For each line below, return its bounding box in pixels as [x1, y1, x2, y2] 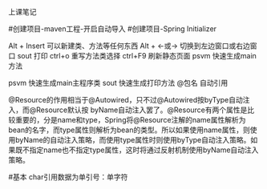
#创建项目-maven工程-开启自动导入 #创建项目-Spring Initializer [8, 24, 217, 34]
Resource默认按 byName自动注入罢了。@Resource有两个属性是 [35, 105, 248, 115]
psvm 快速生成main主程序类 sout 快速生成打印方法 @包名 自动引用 [8, 78, 229, 87]
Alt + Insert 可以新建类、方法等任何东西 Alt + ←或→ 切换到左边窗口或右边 [8, 41, 251, 50]
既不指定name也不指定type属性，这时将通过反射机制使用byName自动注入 [14, 145, 259, 155]
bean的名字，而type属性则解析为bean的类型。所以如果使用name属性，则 [8, 125, 251, 135]
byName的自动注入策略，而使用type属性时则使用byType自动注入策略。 [14, 135, 251, 144]
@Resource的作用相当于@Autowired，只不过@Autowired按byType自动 [8, 95, 243, 104]
